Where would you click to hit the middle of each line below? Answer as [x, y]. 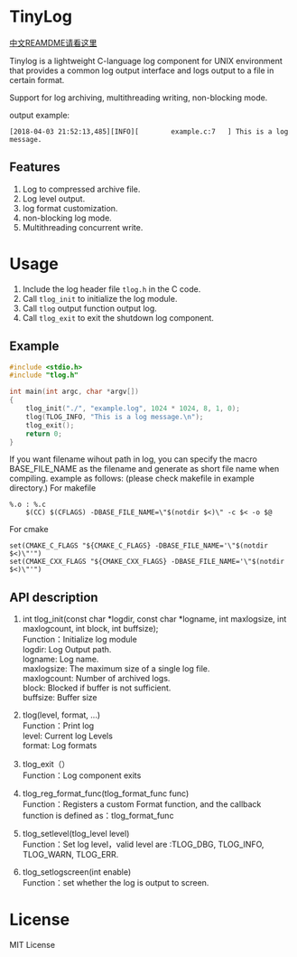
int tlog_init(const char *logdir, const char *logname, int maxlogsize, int [154, 619]
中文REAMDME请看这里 [53, 42]
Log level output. [54, 198]
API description [54, 597]
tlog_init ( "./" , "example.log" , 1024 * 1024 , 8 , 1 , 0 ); [133, 408]
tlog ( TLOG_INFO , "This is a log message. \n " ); [115, 417]
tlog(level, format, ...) [61, 715]
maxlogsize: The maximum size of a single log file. [116, 669]
